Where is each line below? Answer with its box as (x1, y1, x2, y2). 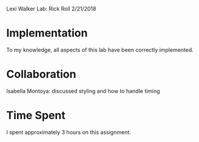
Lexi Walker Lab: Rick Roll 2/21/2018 (6, 5, 96, 12)
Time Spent (6, 109, 66, 123)
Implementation (6, 27, 88, 40)
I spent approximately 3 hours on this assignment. (6, 128, 132, 135)
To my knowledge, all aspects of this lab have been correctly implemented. (6, 46, 194, 53)
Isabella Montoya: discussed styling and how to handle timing (6, 87, 160, 94)
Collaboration (6, 68, 76, 81)
